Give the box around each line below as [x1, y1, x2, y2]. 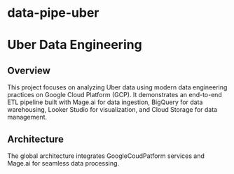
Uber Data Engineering [7, 37, 142, 53]
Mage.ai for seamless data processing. [7, 159, 120, 167]
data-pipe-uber [7, 5, 99, 21]
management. [7, 113, 48, 122]
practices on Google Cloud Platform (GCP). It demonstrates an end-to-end [7, 91, 222, 99]
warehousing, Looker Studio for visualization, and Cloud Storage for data [7, 106, 218, 114]
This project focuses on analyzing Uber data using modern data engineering [7, 83, 228, 92]
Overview [7, 64, 51, 76]
